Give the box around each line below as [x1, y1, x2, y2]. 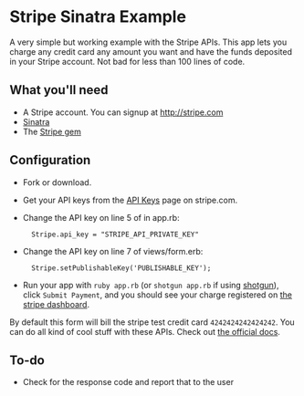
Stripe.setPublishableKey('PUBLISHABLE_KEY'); [31, 263, 212, 273]
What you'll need [9, 82, 109, 98]
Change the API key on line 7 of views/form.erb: [22, 245, 204, 256]
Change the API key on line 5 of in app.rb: [22, 212, 180, 223]
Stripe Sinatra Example [9, 6, 187, 27]
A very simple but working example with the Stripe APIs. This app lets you [9, 36, 288, 47]
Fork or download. [22, 176, 92, 188]
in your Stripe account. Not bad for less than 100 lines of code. [9, 56, 246, 67]
